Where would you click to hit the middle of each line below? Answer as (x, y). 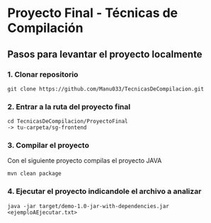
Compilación (45, 28)
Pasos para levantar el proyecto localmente (105, 54)
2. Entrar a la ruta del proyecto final (69, 106)
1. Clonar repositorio (43, 74)
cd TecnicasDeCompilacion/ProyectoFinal (68, 122)
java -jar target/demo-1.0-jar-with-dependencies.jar (89, 206)
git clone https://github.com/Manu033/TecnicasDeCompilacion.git (105, 89)
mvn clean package (34, 174)
